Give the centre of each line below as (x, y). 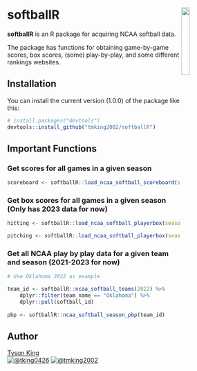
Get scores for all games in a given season (79, 168)
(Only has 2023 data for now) (58, 209)
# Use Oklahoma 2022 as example (54, 277)
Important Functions (52, 148)
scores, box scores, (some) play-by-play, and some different (93, 55)
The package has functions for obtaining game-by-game (88, 47)
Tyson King (23, 353)
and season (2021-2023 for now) (64, 262)
